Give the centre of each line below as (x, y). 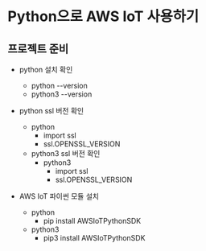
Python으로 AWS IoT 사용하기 (103, 16)
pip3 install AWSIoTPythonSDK (94, 238)
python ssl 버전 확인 (51, 111)
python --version (59, 86)
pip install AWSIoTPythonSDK (92, 221)
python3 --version (62, 94)
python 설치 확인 (46, 70)
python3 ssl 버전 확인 (66, 153)
